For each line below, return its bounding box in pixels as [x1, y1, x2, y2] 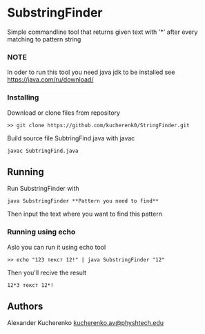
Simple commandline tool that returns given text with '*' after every [7, 28, 198, 36]
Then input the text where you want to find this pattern [7, 210, 162, 219]
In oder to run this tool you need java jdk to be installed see [7, 68, 175, 77]
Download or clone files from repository [7, 109, 121, 117]
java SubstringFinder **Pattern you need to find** [7, 198, 159, 205]
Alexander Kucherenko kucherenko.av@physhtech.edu [7, 319, 164, 327]
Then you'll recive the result [7, 268, 87, 277]
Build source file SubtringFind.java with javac [7, 133, 135, 142]
